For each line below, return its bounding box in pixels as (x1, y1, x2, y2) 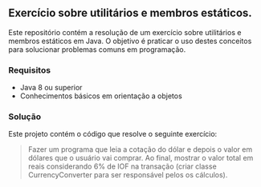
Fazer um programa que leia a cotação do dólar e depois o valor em (27, 145, 253, 154)
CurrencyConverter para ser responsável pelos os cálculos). (27, 170, 228, 180)
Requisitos (8, 64, 51, 75)
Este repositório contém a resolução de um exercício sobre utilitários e (8, 27, 242, 37)
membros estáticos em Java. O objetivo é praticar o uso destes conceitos (8, 36, 252, 46)
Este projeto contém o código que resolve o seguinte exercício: (8, 129, 218, 139)
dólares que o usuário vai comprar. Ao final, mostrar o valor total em (27, 153, 254, 163)
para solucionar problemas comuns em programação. (8, 44, 186, 54)
